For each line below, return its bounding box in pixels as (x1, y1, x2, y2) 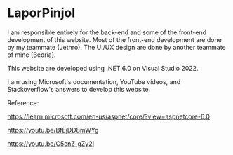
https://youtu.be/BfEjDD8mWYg (7, 126, 99, 134)
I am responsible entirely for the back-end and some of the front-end (7, 28, 207, 36)
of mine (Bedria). (7, 50, 56, 59)
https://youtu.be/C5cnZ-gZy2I (7, 139, 95, 148)
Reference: (7, 98, 39, 107)
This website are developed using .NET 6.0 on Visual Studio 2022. (7, 64, 199, 72)
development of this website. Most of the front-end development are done (7, 35, 222, 43)
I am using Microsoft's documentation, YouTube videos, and (7, 77, 181, 86)
